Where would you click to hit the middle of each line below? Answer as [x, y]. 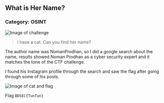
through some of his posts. [32, 76]
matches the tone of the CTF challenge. [45, 62]
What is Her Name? [35, 8]
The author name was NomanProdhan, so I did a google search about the [79, 51]
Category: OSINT [26, 22]
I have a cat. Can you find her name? [54, 42]
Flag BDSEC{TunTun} [24, 95]
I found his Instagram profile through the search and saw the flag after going [82, 71]
